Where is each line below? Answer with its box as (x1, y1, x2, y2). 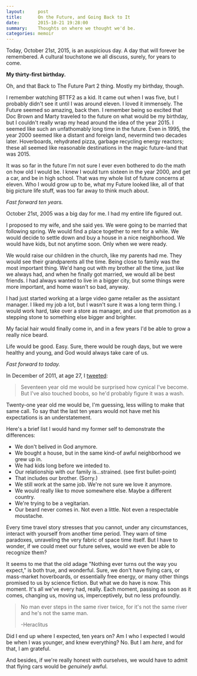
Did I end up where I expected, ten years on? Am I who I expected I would (6, 633, 185, 640)
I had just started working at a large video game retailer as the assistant (6, 295, 180, 302)
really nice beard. (6, 331, 48, 339)
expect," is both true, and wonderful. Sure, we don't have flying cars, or (6, 566, 180, 574)
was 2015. (6, 150, 31, 157)
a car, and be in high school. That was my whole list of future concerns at (6, 175, 185, 182)
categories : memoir (6, 31, 54, 37)
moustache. (14, 513, 44, 520)
